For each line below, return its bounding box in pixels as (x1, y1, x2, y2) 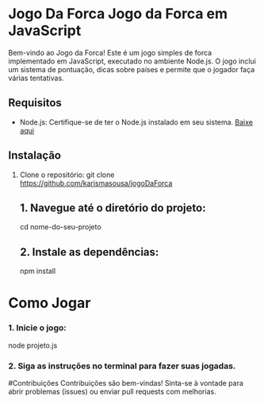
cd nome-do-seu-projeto (19, 222, 101, 232)
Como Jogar (8, 294, 91, 312)
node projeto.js (8, 341, 58, 350)
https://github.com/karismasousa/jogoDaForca (19, 178, 173, 187)
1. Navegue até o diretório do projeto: (19, 201, 206, 214)
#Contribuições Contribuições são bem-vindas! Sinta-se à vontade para (8, 378, 244, 387)
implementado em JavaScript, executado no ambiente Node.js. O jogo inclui (8, 56, 256, 66)
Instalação (8, 148, 62, 163)
